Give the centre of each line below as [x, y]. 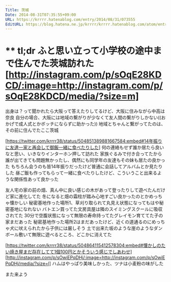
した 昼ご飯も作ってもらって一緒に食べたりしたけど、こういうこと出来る [81, 173]
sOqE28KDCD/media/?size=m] [72, 96]
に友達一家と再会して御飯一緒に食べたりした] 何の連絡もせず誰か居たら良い [85, 148]
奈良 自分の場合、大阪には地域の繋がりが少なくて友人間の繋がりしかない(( [83, 118]
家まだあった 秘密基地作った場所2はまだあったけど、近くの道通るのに [78, 222]
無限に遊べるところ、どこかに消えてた [72, 235]
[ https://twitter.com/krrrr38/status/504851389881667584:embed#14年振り [84, 141]
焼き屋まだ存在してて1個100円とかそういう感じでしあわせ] [71, 252]
